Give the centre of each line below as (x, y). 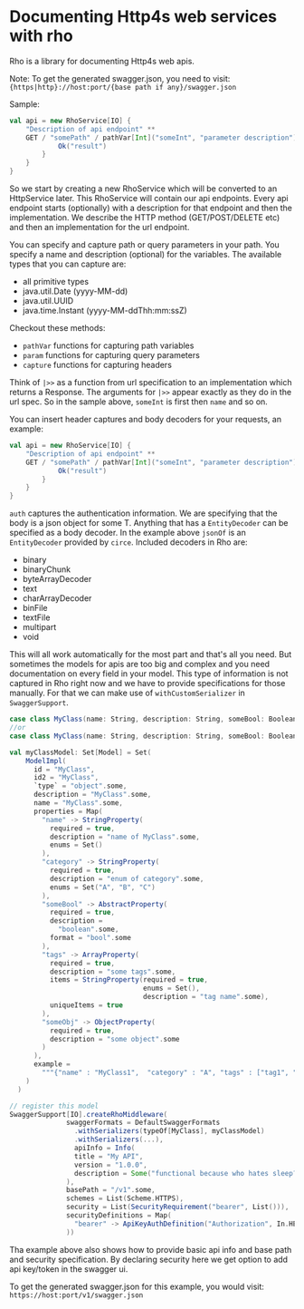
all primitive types (55, 282)
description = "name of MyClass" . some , (125, 837)
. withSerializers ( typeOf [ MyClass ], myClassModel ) (169, 1131)
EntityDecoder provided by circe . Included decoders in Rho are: (128, 542)
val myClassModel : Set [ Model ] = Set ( (81, 752)
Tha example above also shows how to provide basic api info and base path (151, 1249)
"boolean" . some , (88, 930)
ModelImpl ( (46, 761)
